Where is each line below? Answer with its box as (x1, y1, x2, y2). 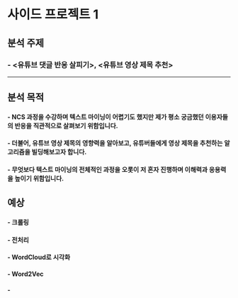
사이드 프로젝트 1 (7, 6, 99, 23)
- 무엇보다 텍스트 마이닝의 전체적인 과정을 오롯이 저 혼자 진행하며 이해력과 (7, 166, 208, 174)
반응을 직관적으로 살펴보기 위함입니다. (14, 121, 118, 130)
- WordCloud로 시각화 (7, 253, 71, 262)
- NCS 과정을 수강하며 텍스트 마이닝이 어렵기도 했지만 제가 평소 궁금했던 (7, 113, 204, 121)
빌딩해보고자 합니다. (31, 148, 87, 156)
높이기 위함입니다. (14, 174, 64, 183)
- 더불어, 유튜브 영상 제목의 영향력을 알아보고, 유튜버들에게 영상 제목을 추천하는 (7, 139, 223, 147)
